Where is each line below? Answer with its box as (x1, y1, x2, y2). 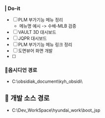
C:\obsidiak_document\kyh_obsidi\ (11, 78, 83, 84)
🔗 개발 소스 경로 (4, 94, 50, 102)
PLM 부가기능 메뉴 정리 (18, 17, 63, 23)
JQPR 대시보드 (18, 35, 47, 42)
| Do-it (4, 5, 20, 12)
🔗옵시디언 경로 (4, 67, 38, 74)
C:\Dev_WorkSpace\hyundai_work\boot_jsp (11, 107, 101, 114)
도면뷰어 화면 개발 (18, 48, 53, 54)
